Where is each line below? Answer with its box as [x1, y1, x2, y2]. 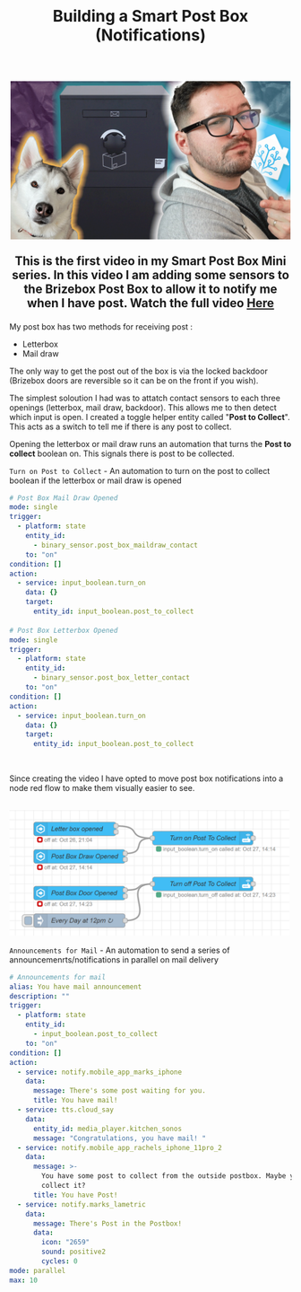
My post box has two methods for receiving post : [9, 321, 193, 332]
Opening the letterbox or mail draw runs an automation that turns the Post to [9, 438, 292, 449]
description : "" [9, 991, 70, 1001]
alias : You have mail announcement [9, 982, 142, 991]
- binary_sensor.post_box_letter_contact [32, 673, 191, 682]
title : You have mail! [32, 1096, 118, 1105]
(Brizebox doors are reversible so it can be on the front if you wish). [9, 374, 259, 386]
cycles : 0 [41, 1257, 78, 1266]
